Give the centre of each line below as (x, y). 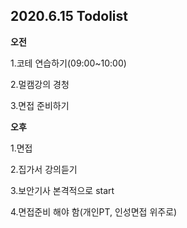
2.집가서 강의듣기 (44, 169)
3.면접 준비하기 (40, 105)
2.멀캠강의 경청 (40, 84)
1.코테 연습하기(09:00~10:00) (68, 63)
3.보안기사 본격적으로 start (62, 190)
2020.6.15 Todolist (69, 16)
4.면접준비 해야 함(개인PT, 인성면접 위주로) (94, 211)
